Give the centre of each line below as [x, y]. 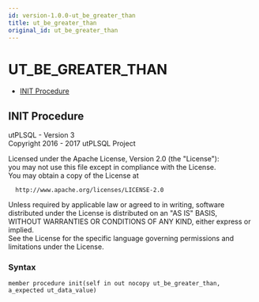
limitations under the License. [56, 247]
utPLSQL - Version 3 [41, 135]
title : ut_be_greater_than [53, 23]
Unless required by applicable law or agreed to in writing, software [116, 205]
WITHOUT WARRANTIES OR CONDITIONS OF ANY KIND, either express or [129, 221]
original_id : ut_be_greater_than [63, 30]
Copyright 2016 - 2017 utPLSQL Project [72, 144]
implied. [21, 230]
